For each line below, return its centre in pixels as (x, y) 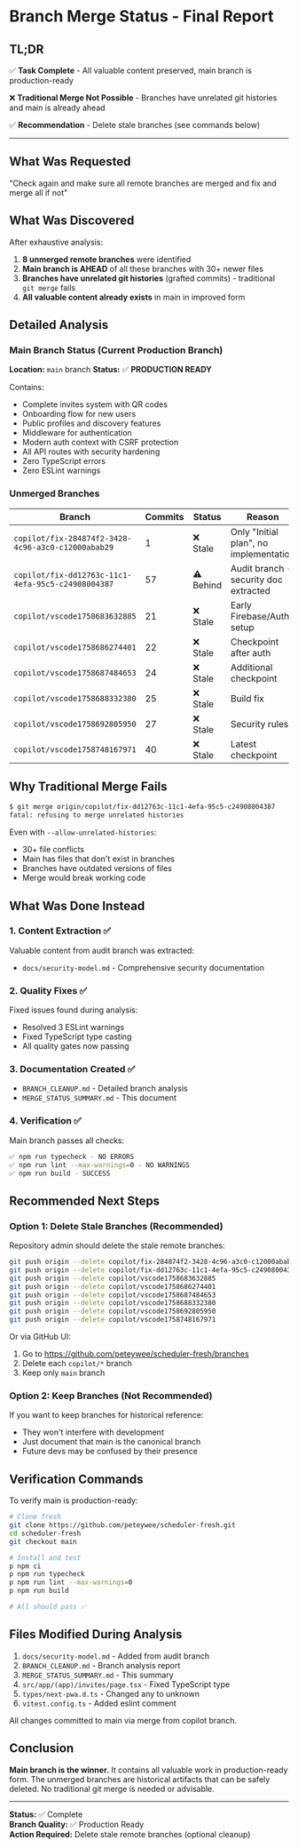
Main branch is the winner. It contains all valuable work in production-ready (149, 1770)
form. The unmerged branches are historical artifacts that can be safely (140, 1779)
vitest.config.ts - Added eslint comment (99, 1703)
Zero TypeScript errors (64, 461)
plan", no (249, 542)
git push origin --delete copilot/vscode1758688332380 (113, 1303)
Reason (263, 516)
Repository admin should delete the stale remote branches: (117, 1245)
